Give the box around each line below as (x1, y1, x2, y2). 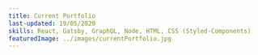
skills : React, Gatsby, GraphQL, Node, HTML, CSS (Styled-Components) (8, 27, 252, 35)
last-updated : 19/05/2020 (8, 19, 95, 27)
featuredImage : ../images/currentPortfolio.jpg (8, 34, 172, 43)
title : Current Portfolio (8, 11, 95, 20)
